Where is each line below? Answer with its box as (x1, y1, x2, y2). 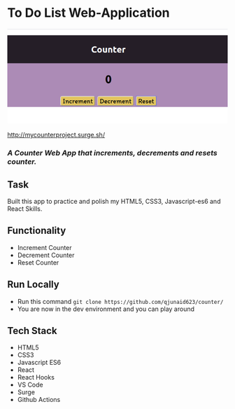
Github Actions (17, 396, 61, 404)
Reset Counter (17, 258, 59, 267)
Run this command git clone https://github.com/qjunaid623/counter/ (17, 297, 224, 305)
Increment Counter (17, 243, 72, 251)
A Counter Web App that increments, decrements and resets (7, 148, 218, 158)
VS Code (17, 380, 43, 389)
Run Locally (7, 279, 59, 291)
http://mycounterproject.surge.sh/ (7, 131, 106, 139)
